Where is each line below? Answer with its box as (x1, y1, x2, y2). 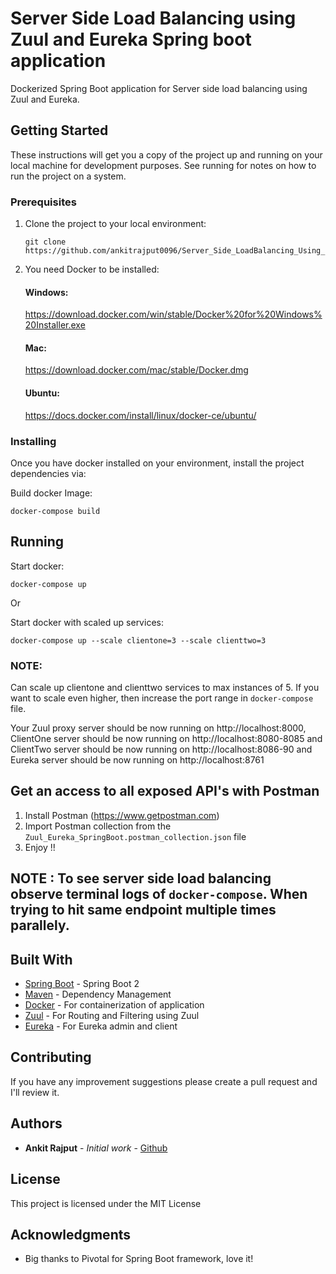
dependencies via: (10, 467, 87, 479)
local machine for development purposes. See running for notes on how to (10, 159, 317, 171)
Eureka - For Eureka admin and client (24, 1020, 178, 1032)
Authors (10, 1115, 63, 1132)
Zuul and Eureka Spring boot (10, 28, 252, 51)
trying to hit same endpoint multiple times (10, 902, 277, 919)
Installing (10, 434, 57, 448)
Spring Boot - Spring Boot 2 (24, 978, 140, 990)
